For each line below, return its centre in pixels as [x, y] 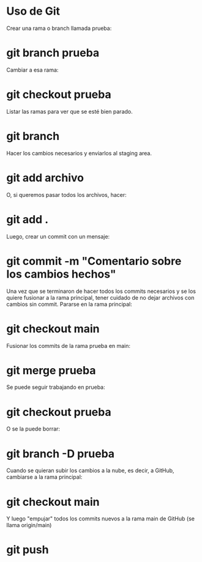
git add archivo [45, 178]
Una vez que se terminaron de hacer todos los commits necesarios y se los [101, 291]
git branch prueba [53, 53]
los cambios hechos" [61, 274]
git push [28, 550]
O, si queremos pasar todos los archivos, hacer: [66, 194]
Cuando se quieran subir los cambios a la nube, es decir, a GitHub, [90, 471]
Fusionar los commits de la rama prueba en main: [68, 346]
